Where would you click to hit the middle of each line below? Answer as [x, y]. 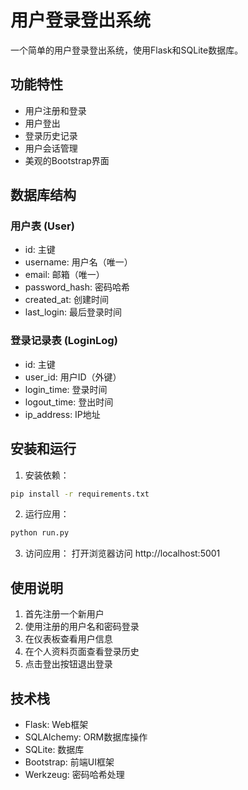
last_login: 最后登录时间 [73, 312]
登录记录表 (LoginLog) [64, 341]
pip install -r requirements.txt [80, 494]
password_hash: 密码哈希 [77, 287]
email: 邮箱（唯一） [64, 275]
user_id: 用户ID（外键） [73, 377]
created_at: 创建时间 [66, 300]
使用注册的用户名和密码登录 [82, 627]
